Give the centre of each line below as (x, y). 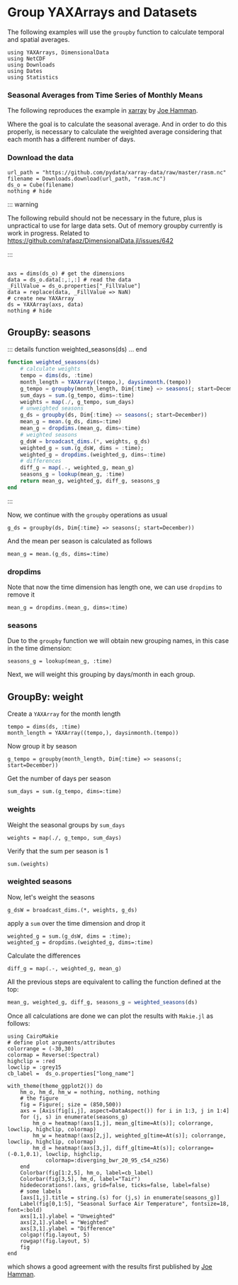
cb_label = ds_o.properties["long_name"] (71, 1073)
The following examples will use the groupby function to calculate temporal (116, 32)
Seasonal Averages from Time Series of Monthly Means (105, 95)
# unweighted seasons (52, 408)
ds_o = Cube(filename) (41, 185)
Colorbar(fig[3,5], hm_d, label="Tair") (80, 1179)
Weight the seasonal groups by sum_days (66, 825)
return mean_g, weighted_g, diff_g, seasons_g (90, 481)
